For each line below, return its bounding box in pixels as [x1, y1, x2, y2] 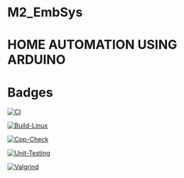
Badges [7, 84, 53, 100]
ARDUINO [7, 52, 66, 68]
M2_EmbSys [7, 4, 83, 21]
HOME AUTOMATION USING [7, 37, 178, 53]
